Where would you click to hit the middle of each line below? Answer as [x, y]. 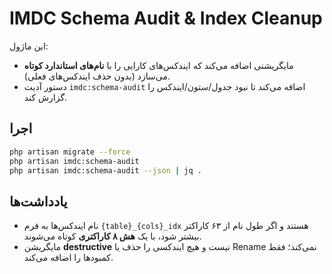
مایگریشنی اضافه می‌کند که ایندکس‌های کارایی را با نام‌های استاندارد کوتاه [158, 65]
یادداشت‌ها [38, 201]
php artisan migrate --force [70, 152]
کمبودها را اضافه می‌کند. [68, 258]
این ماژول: [29, 46]
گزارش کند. [45, 97]
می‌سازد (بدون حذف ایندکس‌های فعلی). [97, 76]
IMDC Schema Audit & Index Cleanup [166, 18]
